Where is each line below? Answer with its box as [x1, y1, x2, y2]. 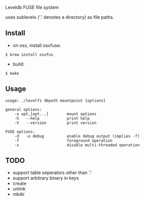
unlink [12, 186, 26, 192]
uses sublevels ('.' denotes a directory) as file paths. [5, 14, 114, 20]
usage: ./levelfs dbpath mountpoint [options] [5, 98, 106, 103]
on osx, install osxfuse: [12, 42, 61, 48]
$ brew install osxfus [5, 52, 53, 57]
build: [12, 61, 25, 67]
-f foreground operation [14, 138, 113, 143]
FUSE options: [5, 129, 36, 134]
